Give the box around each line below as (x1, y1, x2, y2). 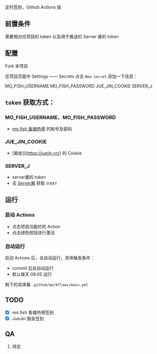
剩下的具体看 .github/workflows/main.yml (5, 281, 89, 287)
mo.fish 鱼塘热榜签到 (12, 309, 54, 315)
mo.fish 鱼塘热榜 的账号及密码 (12, 126, 72, 132)
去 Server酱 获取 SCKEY (12, 180, 57, 186)
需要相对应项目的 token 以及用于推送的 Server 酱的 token (5, 34, 119, 39)
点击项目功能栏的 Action (12, 223, 61, 229)
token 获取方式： (5, 99, 55, 107)
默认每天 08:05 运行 (12, 271, 52, 277)
